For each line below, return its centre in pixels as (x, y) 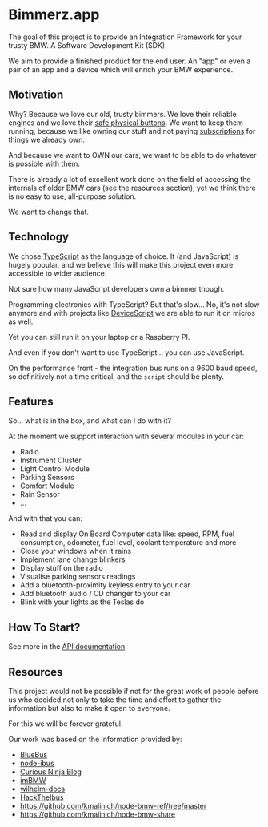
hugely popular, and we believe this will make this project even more (121, 264)
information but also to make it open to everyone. (89, 708)
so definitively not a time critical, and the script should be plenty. (116, 376)
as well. (21, 321)
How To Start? (44, 627)
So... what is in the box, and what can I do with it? (90, 421)
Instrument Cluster (50, 460)
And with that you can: (45, 518)
